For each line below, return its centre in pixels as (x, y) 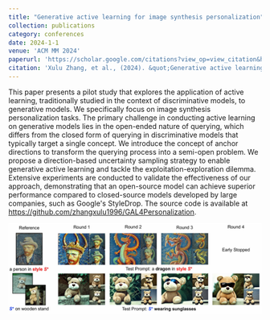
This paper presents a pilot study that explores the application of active (126, 92)
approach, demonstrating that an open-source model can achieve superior (132, 186)
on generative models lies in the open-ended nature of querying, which (126, 126)
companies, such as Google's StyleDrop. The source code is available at (128, 203)
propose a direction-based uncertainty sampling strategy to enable (119, 160)
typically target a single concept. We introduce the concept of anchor (123, 143)
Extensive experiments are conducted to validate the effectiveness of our (130, 177)
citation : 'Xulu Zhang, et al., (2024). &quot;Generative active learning (136, 69)
